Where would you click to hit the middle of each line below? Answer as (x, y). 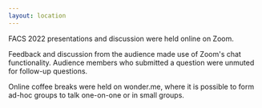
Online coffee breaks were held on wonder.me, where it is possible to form (131, 86)
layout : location (37, 16)
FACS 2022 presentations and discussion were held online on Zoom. (121, 38)
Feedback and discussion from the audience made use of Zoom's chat (125, 54)
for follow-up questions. (48, 71)
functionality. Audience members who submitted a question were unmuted (131, 62)
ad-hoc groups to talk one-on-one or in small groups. (96, 95)
